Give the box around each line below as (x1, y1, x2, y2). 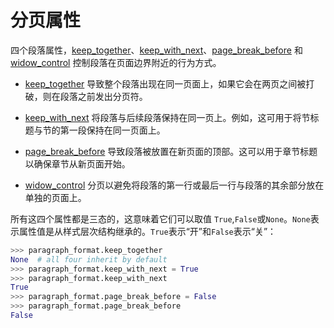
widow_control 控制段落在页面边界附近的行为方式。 (10, 56, 222, 68)
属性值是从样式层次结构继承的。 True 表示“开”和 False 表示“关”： (18, 225, 277, 237)
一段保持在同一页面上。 (68, 124, 166, 136)
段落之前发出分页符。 (59, 90, 148, 102)
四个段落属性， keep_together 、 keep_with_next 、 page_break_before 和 (10, 44, 303, 56)
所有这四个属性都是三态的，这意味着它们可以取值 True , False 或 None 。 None (10, 212, 311, 225)
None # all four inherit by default (10, 254, 168, 265)
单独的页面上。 (24, 191, 87, 203)
